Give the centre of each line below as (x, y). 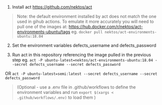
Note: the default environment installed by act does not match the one (87, 16)
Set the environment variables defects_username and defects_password (84, 45)
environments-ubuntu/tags (44, 32)
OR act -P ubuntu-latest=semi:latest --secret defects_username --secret (81, 74)
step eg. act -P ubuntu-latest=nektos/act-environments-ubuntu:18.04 (82, 60)
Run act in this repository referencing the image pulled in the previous (81, 55)
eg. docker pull (87, 32)
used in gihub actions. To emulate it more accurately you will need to (85, 22)
